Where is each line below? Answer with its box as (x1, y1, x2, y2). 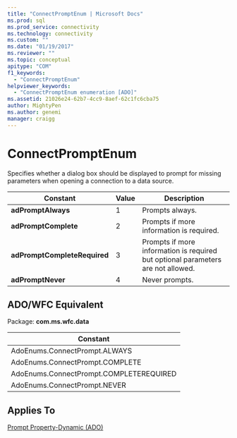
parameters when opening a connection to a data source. (7, 176, 174, 185)
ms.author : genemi (7, 109, 61, 116)
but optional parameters (142, 255, 222, 264)
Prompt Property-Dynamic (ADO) (7, 423, 104, 432)
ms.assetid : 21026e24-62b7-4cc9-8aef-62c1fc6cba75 (7, 96, 159, 103)
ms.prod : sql (7, 17, 46, 24)
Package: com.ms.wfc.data (7, 317, 90, 326)
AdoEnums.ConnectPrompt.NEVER (11, 380, 127, 390)
